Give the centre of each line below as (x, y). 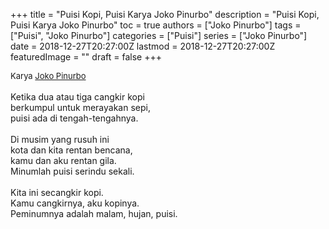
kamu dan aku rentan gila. (63, 160)
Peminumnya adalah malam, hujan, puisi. (94, 213)
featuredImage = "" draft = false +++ (86, 57)
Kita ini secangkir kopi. (57, 192)
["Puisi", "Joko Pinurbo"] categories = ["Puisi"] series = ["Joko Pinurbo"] (159, 35)
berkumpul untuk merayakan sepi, (80, 107)
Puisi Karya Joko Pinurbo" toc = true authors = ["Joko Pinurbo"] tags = (156, 25)
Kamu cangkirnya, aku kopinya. (75, 203)
